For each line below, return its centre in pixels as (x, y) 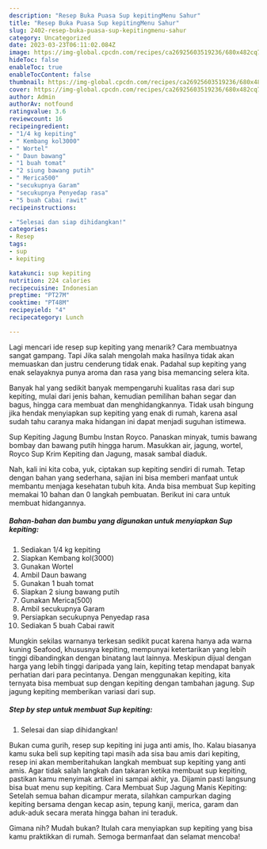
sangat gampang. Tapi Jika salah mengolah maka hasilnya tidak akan (122, 355)
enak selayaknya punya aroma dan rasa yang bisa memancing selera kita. (129, 372)
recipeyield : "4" (38, 311)
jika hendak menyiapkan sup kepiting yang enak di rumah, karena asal (123, 413)
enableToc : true (36, 68)
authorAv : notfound (41, 104)
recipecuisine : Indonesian (53, 288)
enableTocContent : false (50, 75)
